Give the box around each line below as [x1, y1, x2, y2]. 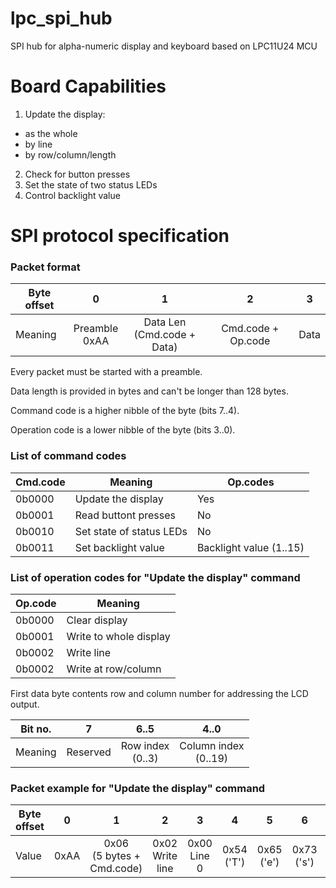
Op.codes [227, 475, 275, 489]
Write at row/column [66, 662, 162, 676]
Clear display [66, 613, 128, 627]
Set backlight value [74, 540, 165, 554]
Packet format [10, 260, 81, 274]
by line [24, 138, 53, 150]
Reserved [66, 745, 112, 759]
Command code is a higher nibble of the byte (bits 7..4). [10, 405, 240, 417]
